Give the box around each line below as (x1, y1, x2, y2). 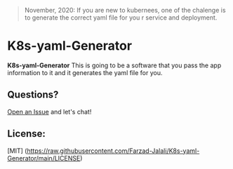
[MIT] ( (7, 147, 27, 155)
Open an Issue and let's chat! (7, 107, 92, 116)
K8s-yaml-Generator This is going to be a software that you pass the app (7, 61, 222, 69)
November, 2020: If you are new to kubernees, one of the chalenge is (24, 6, 226, 14)
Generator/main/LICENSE (7, 154, 81, 162)
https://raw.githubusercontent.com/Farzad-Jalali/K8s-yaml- (27, 147, 200, 155)
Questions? (7, 89, 59, 101)
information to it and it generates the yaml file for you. (7, 68, 163, 76)
